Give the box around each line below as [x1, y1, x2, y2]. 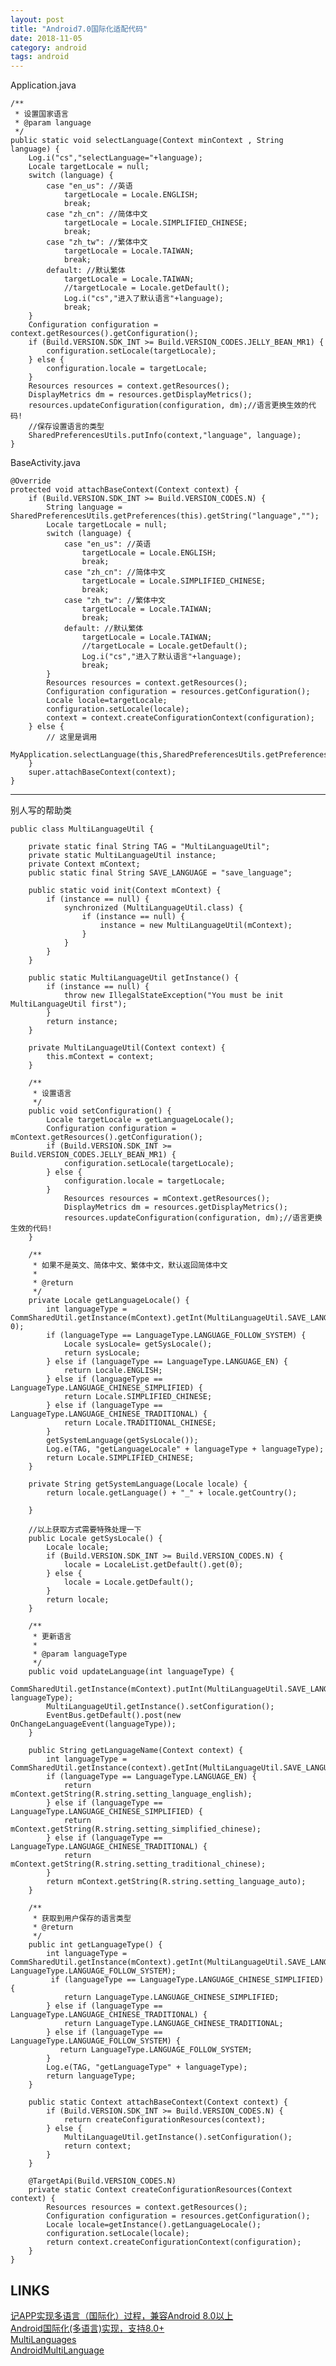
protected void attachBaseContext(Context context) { [10, 485, 240, 495]
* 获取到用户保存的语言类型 [32, 1914, 132, 1924]
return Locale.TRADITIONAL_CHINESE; [63, 1418, 217, 1428]
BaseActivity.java [10, 457, 81, 469]
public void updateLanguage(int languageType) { [28, 1667, 235, 1677]
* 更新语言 [32, 1632, 72, 1642]
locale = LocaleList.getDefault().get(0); [63, 1560, 244, 1570]
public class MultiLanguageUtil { [10, 824, 155, 835]
